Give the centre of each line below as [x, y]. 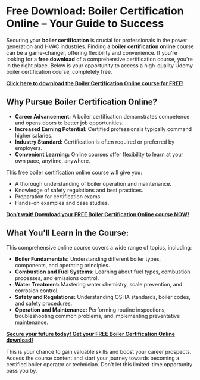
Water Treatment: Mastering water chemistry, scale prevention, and [99, 284]
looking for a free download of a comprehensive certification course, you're [100, 59]
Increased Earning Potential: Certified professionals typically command [103, 129]
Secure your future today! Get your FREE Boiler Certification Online [91, 334]
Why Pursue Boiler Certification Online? [82, 102]
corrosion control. [37, 291]
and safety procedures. [43, 303]
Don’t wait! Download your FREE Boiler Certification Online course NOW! [98, 214]
